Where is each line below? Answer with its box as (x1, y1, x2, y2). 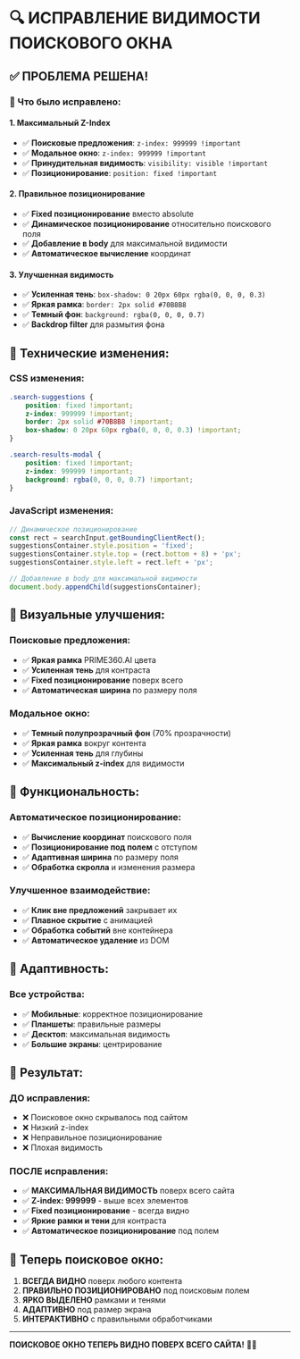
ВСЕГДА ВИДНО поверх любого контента (21, 1276, 183, 1287)
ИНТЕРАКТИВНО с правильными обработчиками (21, 1313, 212, 1324)
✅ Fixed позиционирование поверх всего (21, 675, 184, 685)
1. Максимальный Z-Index (9, 118, 111, 129)
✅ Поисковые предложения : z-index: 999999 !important (21, 137, 241, 148)
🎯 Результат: (9, 1065, 83, 1080)
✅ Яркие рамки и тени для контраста (21, 1215, 167, 1226)
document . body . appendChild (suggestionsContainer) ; (9, 583, 202, 591)
